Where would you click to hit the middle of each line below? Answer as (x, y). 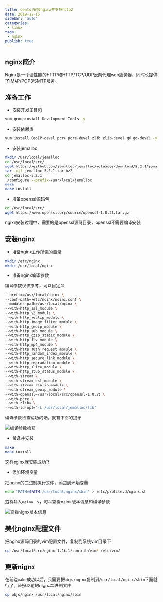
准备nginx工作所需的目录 (37, 252)
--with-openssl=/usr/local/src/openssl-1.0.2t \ (55, 394)
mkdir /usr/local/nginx (29, 266)
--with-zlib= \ (20, 403)
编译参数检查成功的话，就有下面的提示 (43, 418)
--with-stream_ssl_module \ (33, 381)
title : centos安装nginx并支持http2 (39, 9)
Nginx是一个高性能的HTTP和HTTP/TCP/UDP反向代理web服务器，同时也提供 (81, 75)
